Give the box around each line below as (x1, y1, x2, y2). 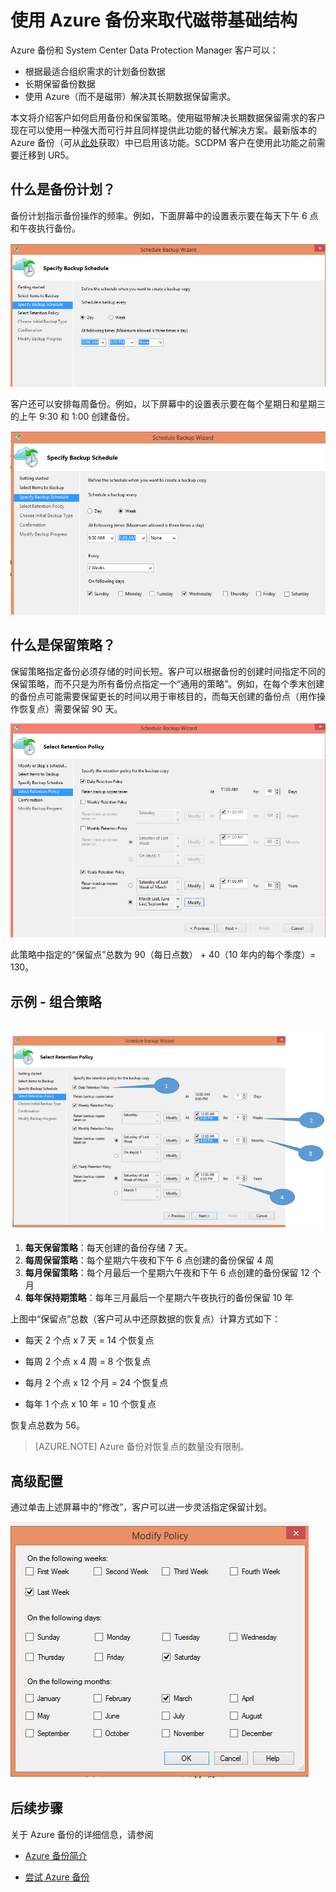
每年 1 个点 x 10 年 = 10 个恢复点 (24, 1398, 157, 1410)
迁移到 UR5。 (18, 149, 75, 161)
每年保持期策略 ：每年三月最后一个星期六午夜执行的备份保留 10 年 (24, 1292, 294, 1304)
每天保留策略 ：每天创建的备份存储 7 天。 (24, 1242, 193, 1254)
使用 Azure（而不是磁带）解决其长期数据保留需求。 (24, 90, 237, 102)
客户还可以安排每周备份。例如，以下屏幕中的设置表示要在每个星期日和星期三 (10, 397, 326, 410)
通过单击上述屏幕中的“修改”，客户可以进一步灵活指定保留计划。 (10, 1501, 273, 1513)
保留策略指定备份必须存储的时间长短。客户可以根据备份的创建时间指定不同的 (10, 665, 326, 677)
